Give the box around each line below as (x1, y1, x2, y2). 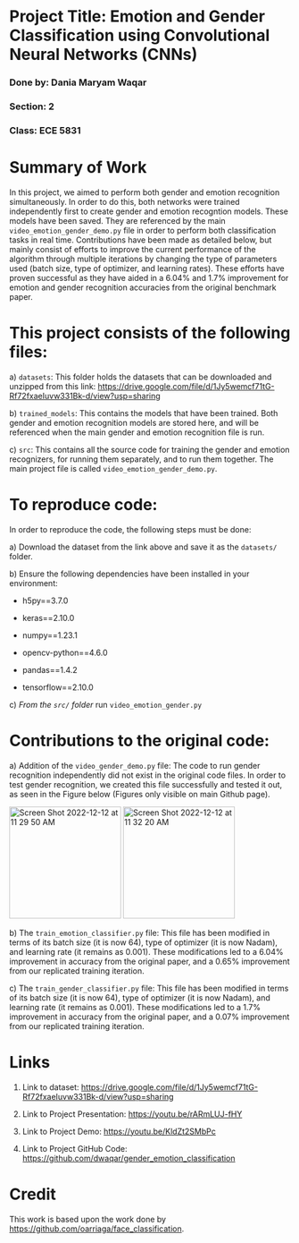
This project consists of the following (9, 323, 291, 344)
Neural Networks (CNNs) (9, 45, 198, 64)
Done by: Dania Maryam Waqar (9, 76, 147, 89)
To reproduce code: (9, 495, 158, 515)
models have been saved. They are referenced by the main (9, 215, 226, 226)
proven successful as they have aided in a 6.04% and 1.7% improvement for (9, 272, 289, 283)
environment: (9, 577, 58, 588)
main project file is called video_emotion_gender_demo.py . (9, 463, 218, 473)
